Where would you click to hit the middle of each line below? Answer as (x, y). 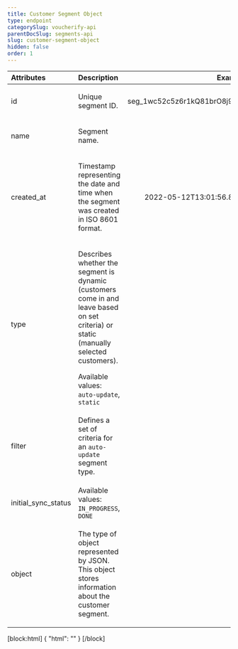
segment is (96, 272)
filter (19, 446)
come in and (98, 298)
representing (99, 175)
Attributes (28, 77)
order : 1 (20, 54)
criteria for (95, 438)
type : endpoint (30, 21)
